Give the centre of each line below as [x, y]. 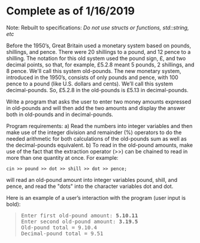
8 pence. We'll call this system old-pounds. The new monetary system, [94, 71]
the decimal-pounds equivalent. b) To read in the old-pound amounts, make [100, 145]
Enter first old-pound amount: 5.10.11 [79, 215]
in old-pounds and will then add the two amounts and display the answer [96, 108]
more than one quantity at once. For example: [62, 157]
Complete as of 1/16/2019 [70, 11]
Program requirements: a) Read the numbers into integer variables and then [99, 126]
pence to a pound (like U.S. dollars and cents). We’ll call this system [90, 83]
